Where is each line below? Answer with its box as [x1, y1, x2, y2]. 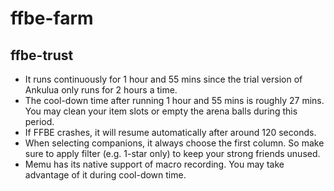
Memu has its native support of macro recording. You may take [24, 158, 285, 170]
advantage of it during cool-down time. [24, 169, 187, 181]
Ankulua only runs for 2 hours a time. [24, 84, 178, 96]
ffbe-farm [10, 7, 94, 30]
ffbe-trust [10, 47, 74, 64]
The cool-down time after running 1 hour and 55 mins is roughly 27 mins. [24, 95, 325, 106]
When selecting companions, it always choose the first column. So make [24, 137, 325, 149]
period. [24, 116, 55, 127]
